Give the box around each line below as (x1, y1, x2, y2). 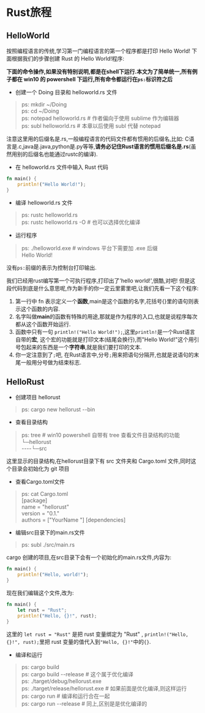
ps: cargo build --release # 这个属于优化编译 (21, 670, 133, 678)
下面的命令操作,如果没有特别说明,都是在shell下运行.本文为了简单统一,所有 (6, 68, 193, 75)
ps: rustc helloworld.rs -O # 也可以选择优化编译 (21, 218, 141, 226)
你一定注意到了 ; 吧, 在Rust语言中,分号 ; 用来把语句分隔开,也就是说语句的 (15, 351, 194, 358)
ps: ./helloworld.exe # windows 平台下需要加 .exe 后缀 (21, 244, 158, 251)
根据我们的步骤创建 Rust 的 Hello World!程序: (11, 55, 124, 62)
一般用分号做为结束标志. (20, 358, 81, 366)
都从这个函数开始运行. (15, 320, 71, 328)
